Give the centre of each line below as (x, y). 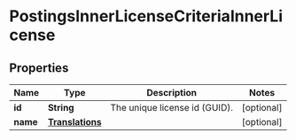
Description (171, 93)
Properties (39, 68)
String (61, 108)
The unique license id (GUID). (171, 108)
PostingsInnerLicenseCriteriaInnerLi (146, 16)
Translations (74, 122)
